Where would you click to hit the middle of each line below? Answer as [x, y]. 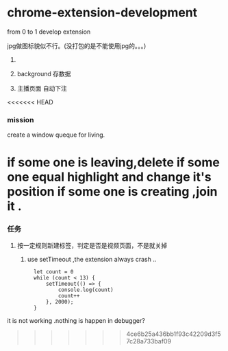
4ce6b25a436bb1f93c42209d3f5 [174, 334]
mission [21, 120]
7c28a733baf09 [149, 341]
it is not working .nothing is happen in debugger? [76, 320]
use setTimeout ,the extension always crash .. [92, 259]
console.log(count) [86, 290]
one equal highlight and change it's [109, 177]
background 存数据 [44, 73]
